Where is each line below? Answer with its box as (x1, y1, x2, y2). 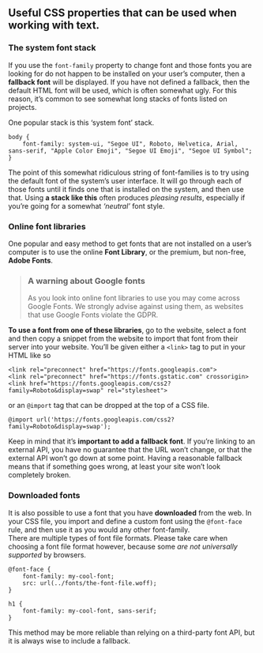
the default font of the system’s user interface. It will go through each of (8, 176, 242, 185)
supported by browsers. (8, 549, 87, 560)
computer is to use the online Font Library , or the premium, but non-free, (8, 247, 246, 256)
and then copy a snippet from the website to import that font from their (8, 334, 239, 343)
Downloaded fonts (8, 490, 81, 501)
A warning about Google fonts (27, 275, 146, 286)
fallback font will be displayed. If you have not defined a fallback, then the (8, 77, 250, 86)
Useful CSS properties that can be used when (8, 6, 237, 20)
